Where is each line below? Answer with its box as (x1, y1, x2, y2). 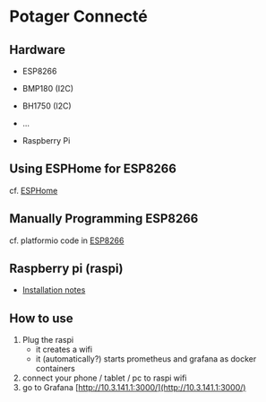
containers (35, 363, 76, 374)
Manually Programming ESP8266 (9, 211, 199, 226)
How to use (9, 310, 73, 326)
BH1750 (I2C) (21, 100, 72, 111)
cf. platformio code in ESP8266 (9, 235, 124, 246)
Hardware (9, 42, 65, 57)
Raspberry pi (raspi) (9, 261, 124, 276)
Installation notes (21, 284, 86, 295)
